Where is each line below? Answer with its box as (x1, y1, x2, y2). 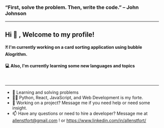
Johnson (5, 10, 27, 17)
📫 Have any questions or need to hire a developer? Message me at (12, 110, 148, 116)
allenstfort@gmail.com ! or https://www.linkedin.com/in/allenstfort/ (12, 118, 146, 124)
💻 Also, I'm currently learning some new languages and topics (5, 63, 135, 68)
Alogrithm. (5, 51, 28, 57)
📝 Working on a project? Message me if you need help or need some (12, 100, 150, 106)
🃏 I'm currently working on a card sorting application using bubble (5, 44, 143, 50)
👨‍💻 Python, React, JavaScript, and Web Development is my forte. (12, 95, 143, 101)
